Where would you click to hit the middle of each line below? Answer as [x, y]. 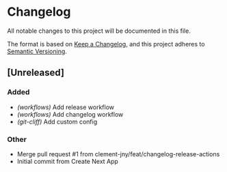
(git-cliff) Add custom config [57, 121]
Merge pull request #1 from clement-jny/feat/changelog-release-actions [118, 154]
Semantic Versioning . [37, 51]
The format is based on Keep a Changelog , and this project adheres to [106, 44]
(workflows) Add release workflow [66, 107]
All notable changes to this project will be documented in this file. [99, 31]
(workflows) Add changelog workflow [70, 114]
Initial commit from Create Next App [67, 161]
